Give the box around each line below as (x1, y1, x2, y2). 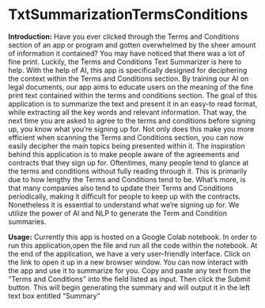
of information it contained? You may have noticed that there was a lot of (8, 48, 245, 58)
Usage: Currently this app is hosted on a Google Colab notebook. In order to (8, 232, 257, 241)
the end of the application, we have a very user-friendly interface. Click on (8, 249, 251, 258)
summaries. (8, 216, 47, 226)
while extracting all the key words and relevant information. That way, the (8, 107, 247, 116)
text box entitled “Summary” (8, 291, 100, 300)
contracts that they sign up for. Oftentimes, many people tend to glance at (8, 158, 249, 167)
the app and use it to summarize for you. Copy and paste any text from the (8, 265, 252, 275)
